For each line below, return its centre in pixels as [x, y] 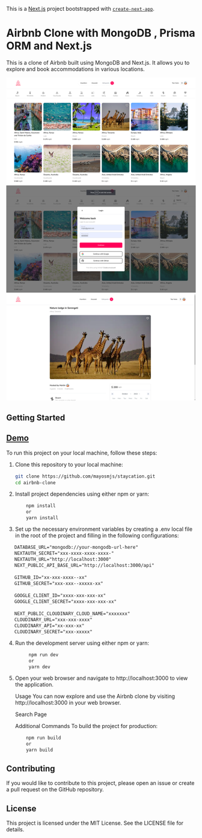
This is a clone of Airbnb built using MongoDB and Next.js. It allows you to [98, 62]
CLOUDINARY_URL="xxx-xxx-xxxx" [54, 620]
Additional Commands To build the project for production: [86, 726]
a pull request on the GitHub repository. [55, 790]
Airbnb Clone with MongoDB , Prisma [101, 33]
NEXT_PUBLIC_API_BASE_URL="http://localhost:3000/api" [84, 566]
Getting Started [36, 417]
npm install [41, 506]
